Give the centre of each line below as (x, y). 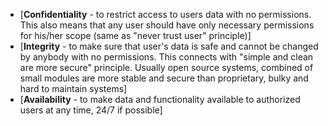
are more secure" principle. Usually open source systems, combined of (166, 67)
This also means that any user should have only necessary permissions (167, 25)
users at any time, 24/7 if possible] (91, 110)
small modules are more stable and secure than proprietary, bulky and (164, 78)
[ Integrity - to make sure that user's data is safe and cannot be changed (169, 46)
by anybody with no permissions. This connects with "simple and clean (166, 57)
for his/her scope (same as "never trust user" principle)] (135, 35)
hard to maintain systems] (73, 88)
